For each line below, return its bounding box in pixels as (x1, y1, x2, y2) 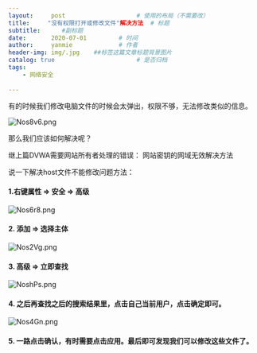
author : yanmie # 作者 (8, 41, 138, 49)
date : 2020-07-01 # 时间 (8, 33, 138, 42)
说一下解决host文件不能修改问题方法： (8, 167, 134, 176)
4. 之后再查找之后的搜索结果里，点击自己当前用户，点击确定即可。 (8, 299, 226, 308)
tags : (8, 64, 26, 72)
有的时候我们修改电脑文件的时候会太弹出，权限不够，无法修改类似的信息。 (8, 101, 252, 111)
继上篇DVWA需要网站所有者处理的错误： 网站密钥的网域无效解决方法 (8, 150, 233, 160)
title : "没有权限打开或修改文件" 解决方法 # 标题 (8, 19, 169, 27)
